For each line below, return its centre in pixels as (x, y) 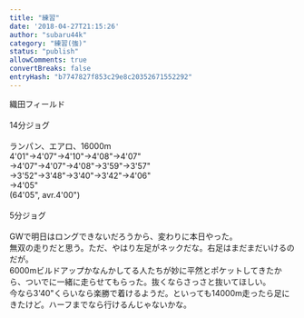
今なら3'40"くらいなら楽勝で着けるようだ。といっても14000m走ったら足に (150, 293)
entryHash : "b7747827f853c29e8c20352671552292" (101, 77)
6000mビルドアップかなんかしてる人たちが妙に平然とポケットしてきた (142, 270)
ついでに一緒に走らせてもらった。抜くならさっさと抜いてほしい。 (148, 282)
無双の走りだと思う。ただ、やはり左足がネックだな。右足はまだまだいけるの (152, 247)
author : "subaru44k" (49, 35)
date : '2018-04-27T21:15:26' (64, 26)
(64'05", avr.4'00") (44, 194)
